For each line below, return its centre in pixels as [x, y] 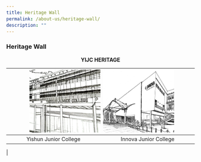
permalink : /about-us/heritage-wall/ [53, 19]
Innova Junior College [147, 139]
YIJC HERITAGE [100, 60]
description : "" [26, 25]
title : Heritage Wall [33, 13]
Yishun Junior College [53, 139]
